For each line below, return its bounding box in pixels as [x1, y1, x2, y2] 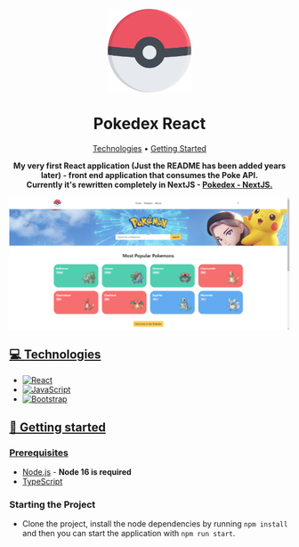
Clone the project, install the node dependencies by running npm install [21, 518, 288, 529]
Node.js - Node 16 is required [21, 467, 132, 478]
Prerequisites [9, 446, 69, 459]
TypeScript [21, 477, 63, 487]
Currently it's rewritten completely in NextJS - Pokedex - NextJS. [26, 179, 273, 190]
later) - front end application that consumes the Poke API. [40, 169, 259, 180]
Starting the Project [9, 499, 96, 511]
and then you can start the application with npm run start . [21, 528, 236, 539]
